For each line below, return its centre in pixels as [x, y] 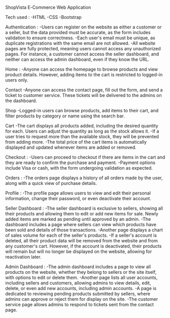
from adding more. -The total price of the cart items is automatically [76, 142]
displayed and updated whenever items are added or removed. [71, 147]
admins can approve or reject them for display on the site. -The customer [82, 299]
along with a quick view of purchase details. [51, 183]
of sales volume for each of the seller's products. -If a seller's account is [81, 235]
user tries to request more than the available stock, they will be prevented [82, 136]
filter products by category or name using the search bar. [65, 116]
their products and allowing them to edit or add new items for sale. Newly [82, 214]
